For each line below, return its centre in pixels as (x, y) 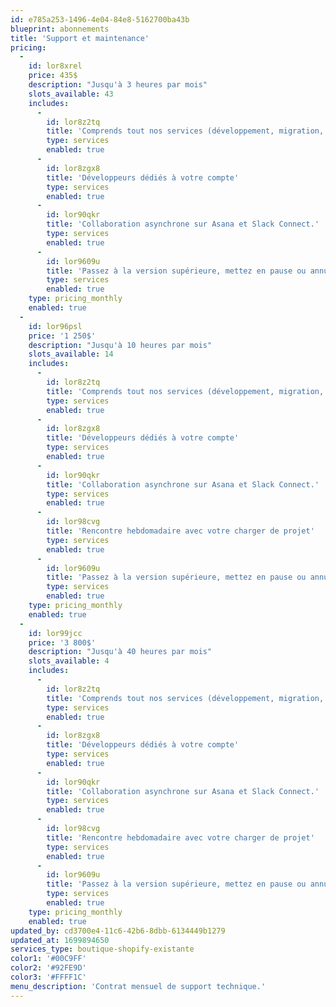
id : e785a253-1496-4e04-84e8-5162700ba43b (100, 19)
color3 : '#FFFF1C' (48, 977)
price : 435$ (53, 76)
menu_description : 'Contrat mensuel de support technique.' (138, 986)
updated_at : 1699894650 (60, 940)
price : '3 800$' (62, 642)
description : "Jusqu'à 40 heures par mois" (120, 652)
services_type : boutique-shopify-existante (102, 949)
